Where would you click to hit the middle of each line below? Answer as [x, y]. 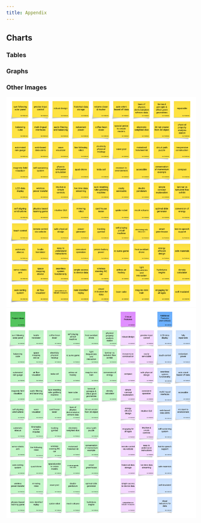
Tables [16, 55]
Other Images [26, 87]
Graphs [17, 71]
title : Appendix [26, 13]
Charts [20, 38]
